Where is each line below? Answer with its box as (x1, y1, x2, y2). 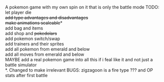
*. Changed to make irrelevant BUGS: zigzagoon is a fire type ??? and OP (5, 67, 153, 73)
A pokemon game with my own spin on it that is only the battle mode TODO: (5, 4, 160, 10)
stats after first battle (5, 73, 48, 78)
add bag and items (5, 25, 43, 31)
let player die (5, 9, 32, 15)
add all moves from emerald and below (5, 51, 84, 57)
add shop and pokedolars (5, 31, 57, 36)
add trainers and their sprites (5, 41, 64, 46)
